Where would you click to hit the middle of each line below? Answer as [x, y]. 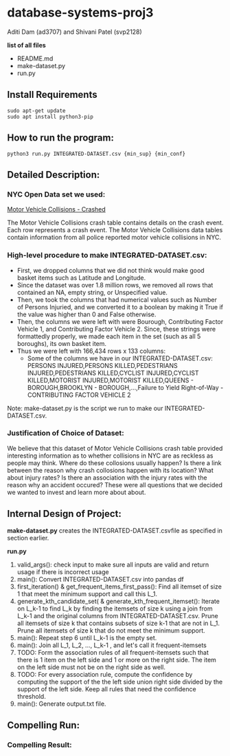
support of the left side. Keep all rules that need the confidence [107, 689]
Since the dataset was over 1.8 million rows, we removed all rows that [115, 285]
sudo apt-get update [37, 111]
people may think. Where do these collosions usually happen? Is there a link [114, 462]
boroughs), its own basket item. [62, 343]
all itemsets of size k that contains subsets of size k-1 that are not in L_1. [118, 623]
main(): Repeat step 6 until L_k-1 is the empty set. [87, 637]
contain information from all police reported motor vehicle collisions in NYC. [114, 237]
